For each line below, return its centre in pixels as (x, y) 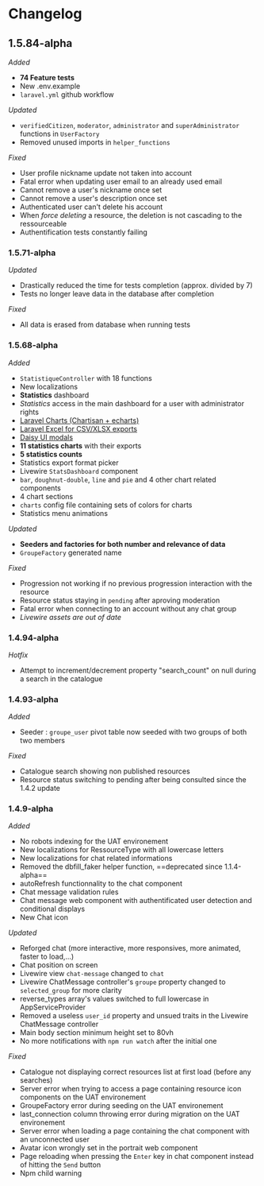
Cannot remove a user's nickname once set (91, 190)
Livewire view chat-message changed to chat (92, 974)
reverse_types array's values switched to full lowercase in (114, 999)
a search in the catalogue (61, 678)
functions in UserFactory (59, 134)
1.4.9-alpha (31, 809)
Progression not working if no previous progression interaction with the (136, 583)
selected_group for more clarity (71, 990)
